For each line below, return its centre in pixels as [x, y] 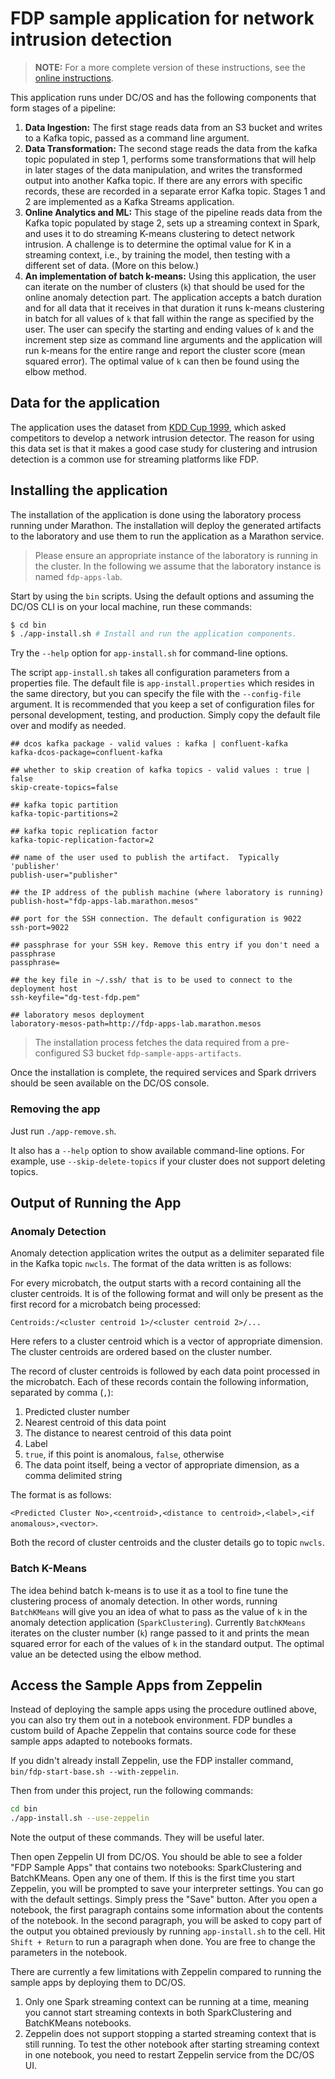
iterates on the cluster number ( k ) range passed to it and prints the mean [160, 1633]
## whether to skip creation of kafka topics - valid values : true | [160, 770]
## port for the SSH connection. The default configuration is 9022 [156, 919]
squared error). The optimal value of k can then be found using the [162, 361]
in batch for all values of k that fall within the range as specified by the [169, 318]
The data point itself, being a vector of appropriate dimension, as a [162, 1465]
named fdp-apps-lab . [78, 576]
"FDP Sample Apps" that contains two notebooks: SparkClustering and [156, 1868]
